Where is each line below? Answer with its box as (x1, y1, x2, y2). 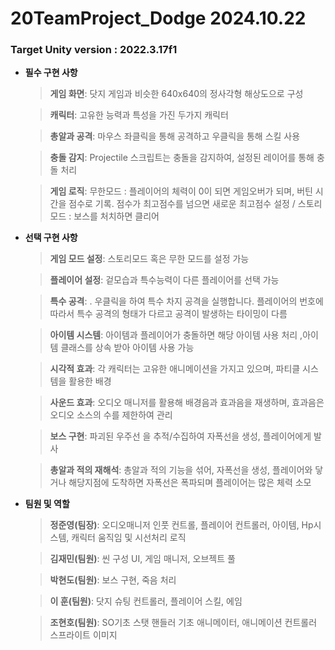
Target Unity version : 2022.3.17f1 (10, 43, 178, 57)
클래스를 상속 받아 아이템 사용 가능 (60, 342, 195, 354)
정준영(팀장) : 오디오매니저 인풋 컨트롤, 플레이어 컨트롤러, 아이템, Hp (49, 519, 314, 531)
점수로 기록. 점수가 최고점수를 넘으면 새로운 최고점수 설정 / (68, 198, 296, 210)
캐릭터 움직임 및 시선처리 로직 (71, 532, 187, 544)
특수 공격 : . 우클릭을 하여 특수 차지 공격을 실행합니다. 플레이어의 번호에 (49, 295, 324, 307)
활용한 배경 (68, 375, 112, 387)
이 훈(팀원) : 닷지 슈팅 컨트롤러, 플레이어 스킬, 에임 (49, 595, 243, 607)
